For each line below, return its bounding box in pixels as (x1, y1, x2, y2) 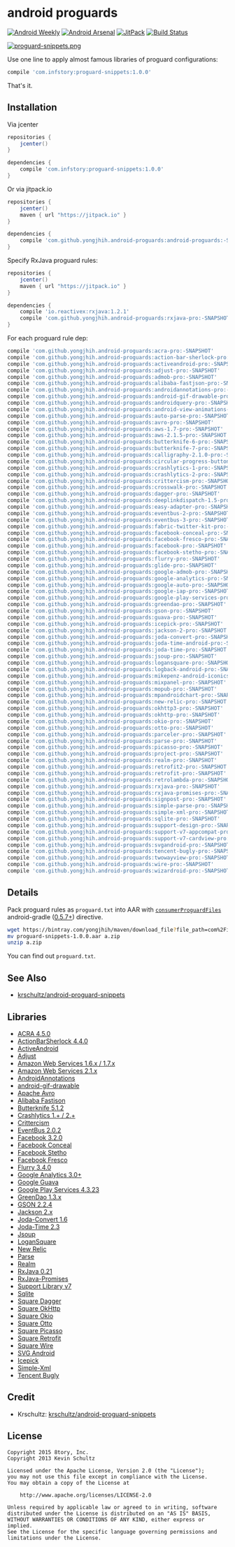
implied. (7, 1522, 33, 1529)
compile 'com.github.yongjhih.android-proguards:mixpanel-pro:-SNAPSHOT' (7, 679, 227, 686)
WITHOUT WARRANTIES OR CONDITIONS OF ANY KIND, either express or (7, 1516, 205, 1523)
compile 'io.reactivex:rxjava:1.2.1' (20, 308, 130, 315)
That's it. (7, 81, 33, 89)
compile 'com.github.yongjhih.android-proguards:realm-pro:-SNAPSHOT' (7, 757, 218, 764)
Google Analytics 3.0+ (17, 1170, 82, 1179)
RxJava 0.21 (17, 1267, 52, 1275)
